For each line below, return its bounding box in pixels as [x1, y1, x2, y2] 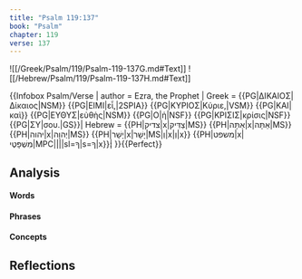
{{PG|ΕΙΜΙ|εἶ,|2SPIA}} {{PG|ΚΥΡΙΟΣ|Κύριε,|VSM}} [67, 101, 254, 111]
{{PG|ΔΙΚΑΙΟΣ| [238, 91, 294, 101]
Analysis [9, 165, 61, 180]
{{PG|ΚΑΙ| [255, 101, 292, 111]
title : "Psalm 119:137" [9, 13, 100, 23]
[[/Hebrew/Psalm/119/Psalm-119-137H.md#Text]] [9, 73, 191, 84]
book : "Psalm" [9, 22, 63, 31]
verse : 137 [9, 38, 51, 48]
